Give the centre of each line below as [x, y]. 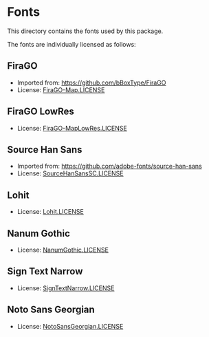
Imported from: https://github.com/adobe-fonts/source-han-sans [109, 166]
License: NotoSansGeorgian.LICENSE [70, 326]
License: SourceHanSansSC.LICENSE [70, 173]
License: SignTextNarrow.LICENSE [66, 288]
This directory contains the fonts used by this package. [85, 31]
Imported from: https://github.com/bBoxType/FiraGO [91, 83]
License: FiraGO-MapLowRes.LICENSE [72, 128]
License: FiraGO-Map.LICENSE [61, 89]
